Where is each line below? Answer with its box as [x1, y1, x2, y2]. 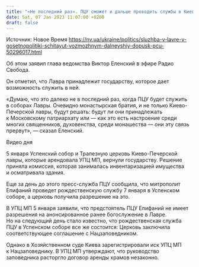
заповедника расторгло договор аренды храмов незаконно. [6, 254, 159, 261]
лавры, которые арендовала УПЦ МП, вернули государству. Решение [6, 157, 182, 164]
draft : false [6, 20, 38, 26]
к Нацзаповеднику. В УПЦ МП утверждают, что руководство [6, 247, 160, 255]
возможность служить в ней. [6, 84, 80, 91]
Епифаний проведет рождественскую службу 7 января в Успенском [6, 187, 180, 194]
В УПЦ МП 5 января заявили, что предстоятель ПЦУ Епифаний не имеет [6, 205, 189, 212]
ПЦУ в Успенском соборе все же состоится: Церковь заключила [6, 224, 171, 231]
